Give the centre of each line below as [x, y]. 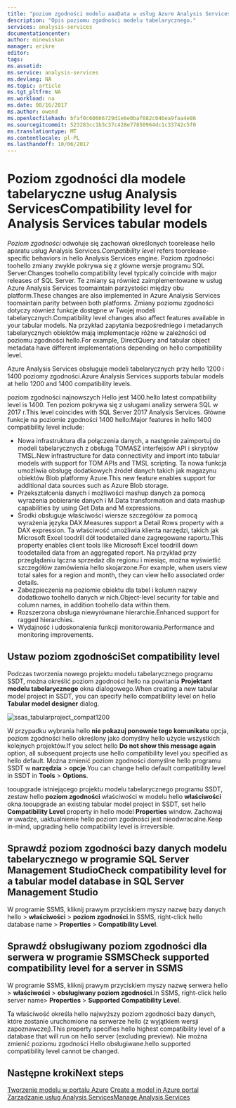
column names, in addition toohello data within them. [94, 605]
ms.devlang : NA [29, 79]
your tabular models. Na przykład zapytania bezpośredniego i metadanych [115, 325]
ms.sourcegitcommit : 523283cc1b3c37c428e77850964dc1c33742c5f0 [102, 125]
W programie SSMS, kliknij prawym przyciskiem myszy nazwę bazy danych [117, 909]
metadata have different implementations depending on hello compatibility [115, 348]
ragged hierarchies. [46, 620]
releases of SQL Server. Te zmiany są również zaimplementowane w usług [115, 281]
